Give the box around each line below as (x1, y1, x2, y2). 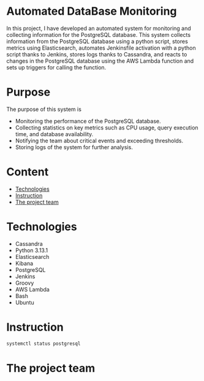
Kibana (15, 260, 34, 267)
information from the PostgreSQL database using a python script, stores (6, 37, 188, 45)
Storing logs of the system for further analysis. (15, 143, 133, 151)
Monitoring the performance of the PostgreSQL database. (15, 117, 161, 125)
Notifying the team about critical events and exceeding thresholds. (15, 137, 184, 144)
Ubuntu (15, 299, 35, 306)
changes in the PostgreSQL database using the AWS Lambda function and (6, 57, 194, 64)
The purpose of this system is (6, 106, 81, 113)
